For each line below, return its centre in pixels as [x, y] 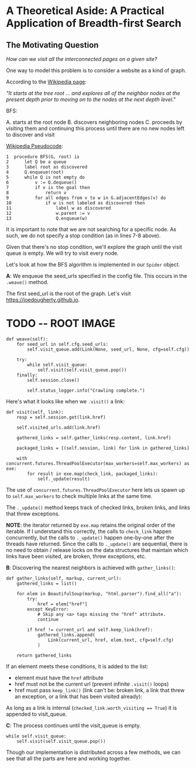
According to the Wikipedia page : [46, 82]
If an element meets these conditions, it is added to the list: [77, 666]
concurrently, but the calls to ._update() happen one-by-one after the [90, 537]
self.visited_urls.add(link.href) [59, 427]
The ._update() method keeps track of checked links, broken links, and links [98, 507]
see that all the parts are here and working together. [69, 758]
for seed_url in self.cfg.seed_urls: [63, 344]
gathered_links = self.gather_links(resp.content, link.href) [94, 438]
